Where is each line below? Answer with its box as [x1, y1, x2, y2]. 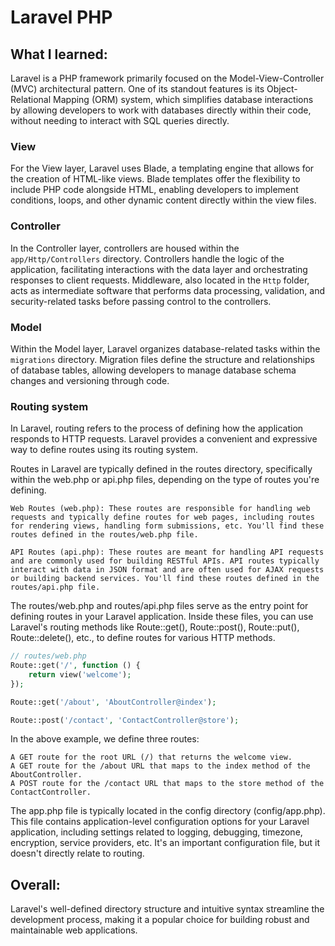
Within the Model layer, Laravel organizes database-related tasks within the [10, 342, 321, 355]
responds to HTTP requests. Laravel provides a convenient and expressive [10, 433, 318, 445]
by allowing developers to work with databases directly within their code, [10, 104, 312, 116]
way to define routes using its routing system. [10, 444, 199, 456]
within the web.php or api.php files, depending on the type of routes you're [10, 474, 320, 486]
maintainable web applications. [10, 924, 138, 936]
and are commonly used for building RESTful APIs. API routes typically [10, 556, 320, 566]
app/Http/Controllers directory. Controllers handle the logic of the [10, 252, 285, 265]
